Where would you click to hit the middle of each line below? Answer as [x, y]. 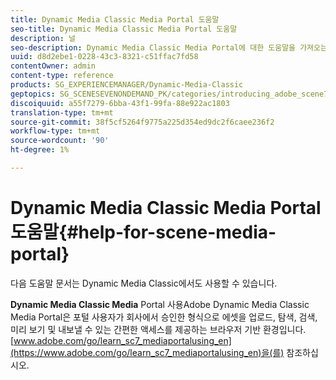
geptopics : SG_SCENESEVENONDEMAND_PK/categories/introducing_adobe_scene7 [169, 94]
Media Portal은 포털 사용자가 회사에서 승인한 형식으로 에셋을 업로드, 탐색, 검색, [164, 317]
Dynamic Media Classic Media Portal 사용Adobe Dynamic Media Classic [160, 304]
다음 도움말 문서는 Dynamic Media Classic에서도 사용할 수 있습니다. [144, 283]
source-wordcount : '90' [60, 141]
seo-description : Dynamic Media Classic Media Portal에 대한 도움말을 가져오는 [169, 47]
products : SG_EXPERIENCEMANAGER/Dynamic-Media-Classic [127, 85]
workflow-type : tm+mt [55, 131]
